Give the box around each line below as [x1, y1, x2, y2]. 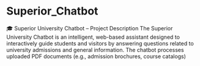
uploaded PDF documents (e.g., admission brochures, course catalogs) [6, 53, 187, 60]
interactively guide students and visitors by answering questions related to [6, 39, 194, 47]
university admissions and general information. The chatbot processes [6, 46, 185, 53]
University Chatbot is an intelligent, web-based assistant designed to [6, 33, 180, 41]
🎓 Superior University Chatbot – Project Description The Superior [6, 24, 173, 31]
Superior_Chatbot [6, 4, 98, 18]
